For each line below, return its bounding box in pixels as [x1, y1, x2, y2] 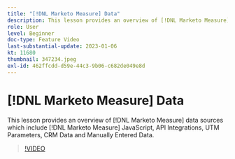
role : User [7, 23, 39, 30]
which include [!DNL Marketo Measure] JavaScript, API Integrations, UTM [7, 123, 220, 132]
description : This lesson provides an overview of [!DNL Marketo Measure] [7, 17, 230, 24]
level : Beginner [7, 29, 55, 37]
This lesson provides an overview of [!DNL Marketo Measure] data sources [7, 116, 224, 124]
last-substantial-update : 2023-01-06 [7, 43, 117, 50]
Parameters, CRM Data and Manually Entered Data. [7, 130, 155, 139]
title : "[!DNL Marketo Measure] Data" [7, 10, 120, 18]
